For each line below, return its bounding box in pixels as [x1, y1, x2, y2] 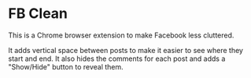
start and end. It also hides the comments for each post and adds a [8, 54, 226, 63]
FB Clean [8, 5, 68, 23]
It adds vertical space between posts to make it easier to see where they [8, 45, 244, 55]
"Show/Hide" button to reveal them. [8, 62, 124, 71]
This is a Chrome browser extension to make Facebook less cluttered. [8, 30, 234, 40]
